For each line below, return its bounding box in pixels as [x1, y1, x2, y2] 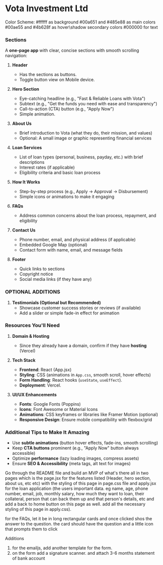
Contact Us [12, 227, 36, 233]
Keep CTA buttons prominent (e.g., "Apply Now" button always [12, 445, 139, 451]
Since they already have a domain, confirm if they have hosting [19, 342, 147, 349]
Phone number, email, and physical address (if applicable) [19, 237, 136, 243]
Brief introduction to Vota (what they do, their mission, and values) [19, 130, 152, 136]
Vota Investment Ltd [5, 3, 89, 14]
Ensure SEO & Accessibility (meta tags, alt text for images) [12, 461, 131, 467]
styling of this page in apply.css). [5, 507, 72, 512]
